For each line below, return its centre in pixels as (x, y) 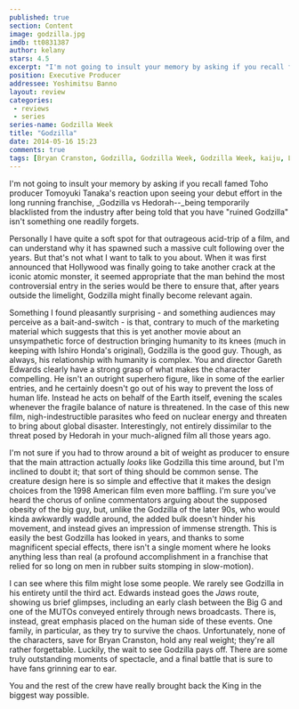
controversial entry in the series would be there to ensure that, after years (144, 286)
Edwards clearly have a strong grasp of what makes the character (130, 369)
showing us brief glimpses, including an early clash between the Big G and (146, 602)
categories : (31, 100)
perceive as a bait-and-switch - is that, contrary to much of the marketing (144, 322)
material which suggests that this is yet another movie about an (125, 331)
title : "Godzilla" (43, 133)
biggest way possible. (49, 695)
